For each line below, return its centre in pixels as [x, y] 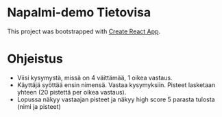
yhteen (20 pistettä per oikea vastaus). [72, 92]
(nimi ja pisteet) [39, 106]
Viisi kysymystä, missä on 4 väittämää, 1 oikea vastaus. [95, 78]
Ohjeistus [35, 59]
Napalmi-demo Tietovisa [79, 13]
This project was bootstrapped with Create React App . [84, 31]
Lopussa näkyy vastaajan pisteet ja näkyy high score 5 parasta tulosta [116, 99]
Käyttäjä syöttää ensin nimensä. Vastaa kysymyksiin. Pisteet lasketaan [116, 85]
